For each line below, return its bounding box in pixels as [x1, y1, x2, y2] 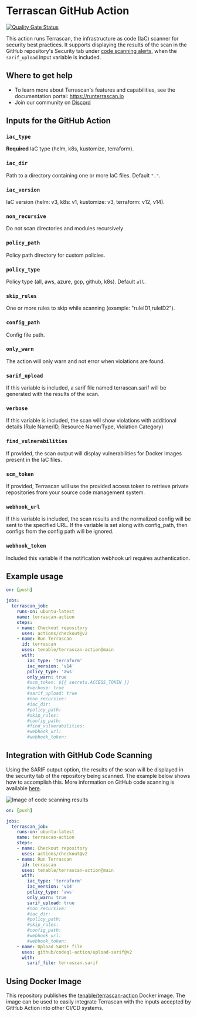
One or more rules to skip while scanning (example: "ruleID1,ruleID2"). [6, 304, 175, 312]
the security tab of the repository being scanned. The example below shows [6, 772, 191, 779]
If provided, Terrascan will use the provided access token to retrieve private [6, 483, 189, 489]
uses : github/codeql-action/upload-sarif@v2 [21, 949, 133, 955]
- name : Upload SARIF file [16, 944, 83, 949]
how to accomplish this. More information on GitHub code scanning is [6, 778, 175, 786]
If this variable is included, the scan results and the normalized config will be [6, 515, 191, 522]
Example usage [6, 571, 63, 581]
